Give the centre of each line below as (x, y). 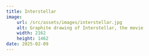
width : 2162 (31, 33)
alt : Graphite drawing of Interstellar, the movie (80, 28)
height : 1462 (33, 38)
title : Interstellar (32, 11)
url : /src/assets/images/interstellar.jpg (69, 22)
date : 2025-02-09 (27, 44)
